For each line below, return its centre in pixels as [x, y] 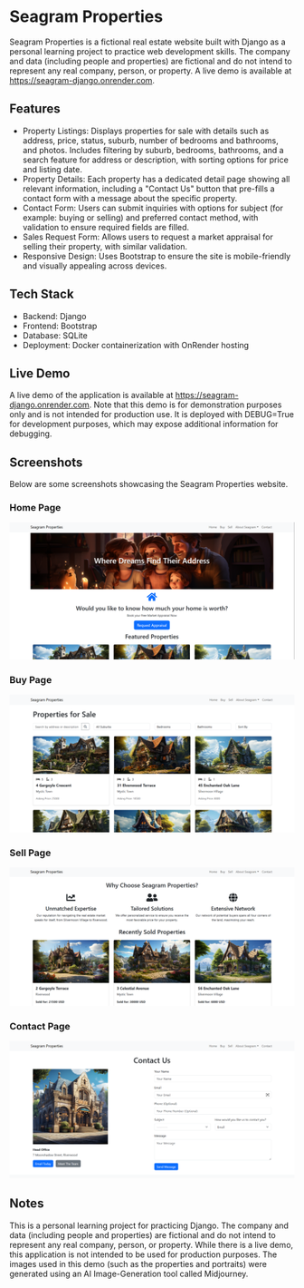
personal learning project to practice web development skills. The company [150, 51]
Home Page [35, 508]
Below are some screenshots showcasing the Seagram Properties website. [149, 484]
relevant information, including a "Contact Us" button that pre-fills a [148, 189]
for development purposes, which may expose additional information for [144, 424]
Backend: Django [54, 316]
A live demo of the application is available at [91, 395]
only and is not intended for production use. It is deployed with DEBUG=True [152, 415]
